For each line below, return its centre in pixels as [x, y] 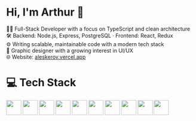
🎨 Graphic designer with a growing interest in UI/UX [70, 50]
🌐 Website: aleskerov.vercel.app [46, 57]
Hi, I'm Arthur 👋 [45, 12]
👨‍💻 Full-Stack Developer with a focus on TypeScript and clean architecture [98, 29]
